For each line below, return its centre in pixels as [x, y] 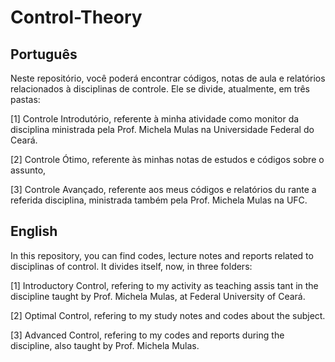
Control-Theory [76, 17]
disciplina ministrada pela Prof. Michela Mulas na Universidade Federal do [162, 129]
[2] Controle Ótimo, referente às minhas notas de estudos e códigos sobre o [167, 159]
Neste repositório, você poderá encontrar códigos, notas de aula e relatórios [168, 78]
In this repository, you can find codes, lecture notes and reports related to [162, 255]
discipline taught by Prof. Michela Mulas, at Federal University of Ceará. [158, 296]
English [34, 231]
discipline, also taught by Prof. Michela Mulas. [105, 345]
